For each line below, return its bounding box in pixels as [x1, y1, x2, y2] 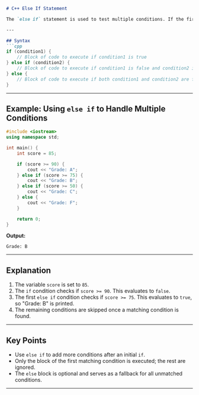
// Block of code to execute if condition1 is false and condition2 [17, 65, 190, 71]
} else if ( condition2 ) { [6, 60, 70, 66]
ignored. [14, 364, 36, 371]
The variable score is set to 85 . [14, 281, 89, 288]
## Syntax [6, 37, 31, 44]
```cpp [6, 43, 23, 49]
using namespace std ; [6, 134, 60, 141]
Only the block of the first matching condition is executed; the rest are [14, 358, 186, 365]
